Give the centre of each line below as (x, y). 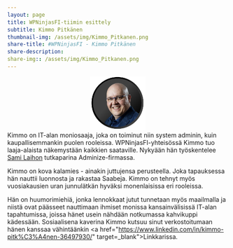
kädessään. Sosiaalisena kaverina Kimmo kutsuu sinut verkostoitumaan (110, 222)
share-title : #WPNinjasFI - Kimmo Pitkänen (72, 44)
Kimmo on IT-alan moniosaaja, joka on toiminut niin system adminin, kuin (112, 135)
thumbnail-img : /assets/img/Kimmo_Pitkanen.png (78, 37)
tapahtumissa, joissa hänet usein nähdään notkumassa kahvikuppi (103, 214)
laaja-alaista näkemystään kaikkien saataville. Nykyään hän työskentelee (112, 150)
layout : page (26, 15)
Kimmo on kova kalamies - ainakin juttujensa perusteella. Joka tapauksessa (116, 171)
